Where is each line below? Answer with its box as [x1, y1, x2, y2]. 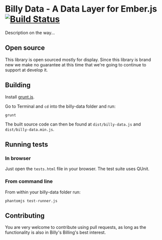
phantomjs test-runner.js [5, 198, 57, 203]
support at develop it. [5, 67, 48, 73]
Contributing [5, 211, 45, 220]
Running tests [5, 140, 49, 148]
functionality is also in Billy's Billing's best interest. [5, 229, 106, 236]
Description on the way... [5, 30, 55, 35]
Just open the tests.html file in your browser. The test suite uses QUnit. [5, 166, 150, 172]
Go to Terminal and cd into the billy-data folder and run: [5, 103, 116, 109]
